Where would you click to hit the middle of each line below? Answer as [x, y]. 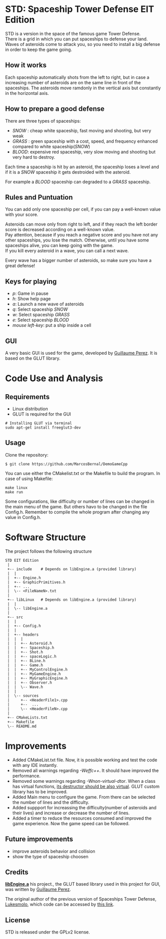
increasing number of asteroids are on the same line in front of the [73, 82]
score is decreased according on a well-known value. [60, 230]
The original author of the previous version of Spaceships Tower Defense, [81, 899]
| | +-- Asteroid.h [30, 643]
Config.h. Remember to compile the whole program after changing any [78, 512]
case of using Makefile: [29, 478]
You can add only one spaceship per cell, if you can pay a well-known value [83, 209]
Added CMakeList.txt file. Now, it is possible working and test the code [85, 760]
